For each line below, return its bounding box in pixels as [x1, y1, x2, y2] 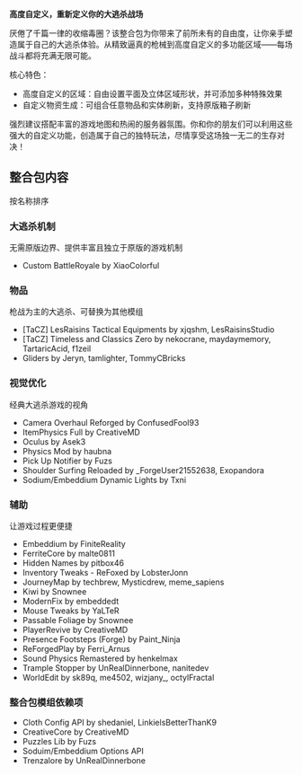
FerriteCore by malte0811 [22, 548, 115, 559]
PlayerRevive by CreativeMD [22, 624, 129, 635]
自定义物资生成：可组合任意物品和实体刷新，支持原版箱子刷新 [22, 100, 252, 110]
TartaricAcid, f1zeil [22, 343, 92, 354]
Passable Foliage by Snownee [22, 615, 134, 625]
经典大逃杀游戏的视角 [9, 399, 88, 410]
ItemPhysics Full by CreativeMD [22, 427, 141, 437]
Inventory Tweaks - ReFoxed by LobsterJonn [22, 568, 189, 577]
